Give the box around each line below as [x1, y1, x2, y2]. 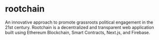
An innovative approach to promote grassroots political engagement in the [5, 19, 154, 25]
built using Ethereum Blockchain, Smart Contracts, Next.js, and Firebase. [5, 29, 150, 35]
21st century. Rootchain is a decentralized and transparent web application [5, 24, 154, 30]
